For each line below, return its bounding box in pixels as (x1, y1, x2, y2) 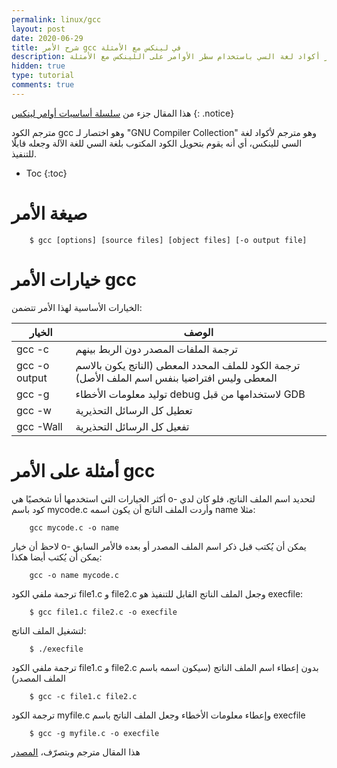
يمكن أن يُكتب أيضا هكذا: (11, 551, 103, 563)
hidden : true (11, 61, 66, 71)
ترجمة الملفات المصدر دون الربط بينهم (75, 342, 238, 356)
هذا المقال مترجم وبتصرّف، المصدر (11, 746, 141, 758)
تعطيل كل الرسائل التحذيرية (75, 403, 193, 417)
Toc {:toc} (25, 167, 68, 179)
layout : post (11, 24, 66, 34)
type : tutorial (11, 71, 75, 81)
